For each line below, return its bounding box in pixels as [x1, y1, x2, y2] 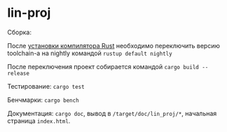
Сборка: [7, 28, 32, 36]
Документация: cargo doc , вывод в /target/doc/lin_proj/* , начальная [7, 109, 217, 117]
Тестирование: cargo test [7, 82, 85, 90]
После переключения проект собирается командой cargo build [7, 62, 200, 71]
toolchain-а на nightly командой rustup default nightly [7, 49, 173, 57]
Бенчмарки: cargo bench [7, 96, 79, 104]
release [7, 70, 30, 77]
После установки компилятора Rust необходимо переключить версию [7, 41, 221, 50]
